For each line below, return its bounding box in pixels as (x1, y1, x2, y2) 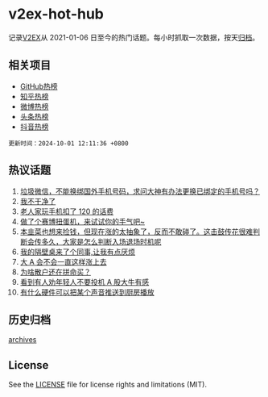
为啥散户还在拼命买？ (19, 267, 91, 277)
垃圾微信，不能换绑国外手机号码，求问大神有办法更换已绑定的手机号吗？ (19, 186, 260, 196)
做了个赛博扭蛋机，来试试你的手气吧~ (19, 216, 146, 226)
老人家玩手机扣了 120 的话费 (19, 207, 114, 216)
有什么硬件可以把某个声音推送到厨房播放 (19, 287, 155, 297)
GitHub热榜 (19, 81, 58, 91)
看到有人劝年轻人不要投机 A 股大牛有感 (19, 277, 150, 286)
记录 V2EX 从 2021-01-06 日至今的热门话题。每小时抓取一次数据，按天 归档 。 (8, 32, 260, 42)
